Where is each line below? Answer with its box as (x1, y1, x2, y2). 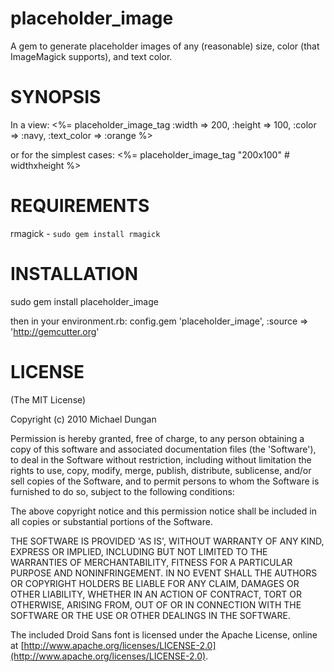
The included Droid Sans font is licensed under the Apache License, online (10, 628, 318, 641)
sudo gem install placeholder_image (10, 295, 159, 307)
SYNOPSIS (10, 86, 102, 109)
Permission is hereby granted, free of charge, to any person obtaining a (10, 432, 305, 444)
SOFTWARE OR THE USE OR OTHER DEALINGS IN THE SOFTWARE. (10, 609, 291, 621)
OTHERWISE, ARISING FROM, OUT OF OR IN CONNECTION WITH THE (10, 598, 302, 611)
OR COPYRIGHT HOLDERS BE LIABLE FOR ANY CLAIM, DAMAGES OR (10, 577, 300, 589)
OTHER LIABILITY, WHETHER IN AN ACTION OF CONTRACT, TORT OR (10, 588, 302, 600)
